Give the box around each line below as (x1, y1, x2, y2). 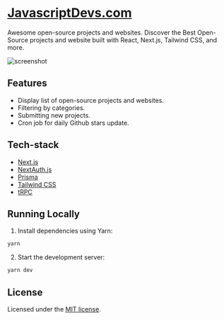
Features (7, 78, 47, 90)
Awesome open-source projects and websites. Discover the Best (7, 28, 196, 37)
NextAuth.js (17, 165, 52, 173)
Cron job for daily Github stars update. (17, 118, 129, 127)
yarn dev (7, 266, 33, 274)
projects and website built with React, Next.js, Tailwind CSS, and (29, 35, 218, 44)
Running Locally (7, 208, 80, 220)
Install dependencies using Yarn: (17, 227, 113, 235)
